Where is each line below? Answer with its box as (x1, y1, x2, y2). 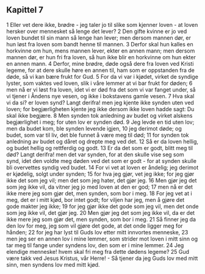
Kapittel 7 (6, 5, 44, 15)
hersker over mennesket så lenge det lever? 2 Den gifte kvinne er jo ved (6, 27, 187, 35)
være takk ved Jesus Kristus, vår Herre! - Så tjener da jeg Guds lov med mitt (6, 254, 198, 262)
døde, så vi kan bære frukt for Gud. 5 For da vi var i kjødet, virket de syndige (6, 73, 198, 80)
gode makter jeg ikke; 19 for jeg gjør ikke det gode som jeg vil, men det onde (6, 203, 199, 210)
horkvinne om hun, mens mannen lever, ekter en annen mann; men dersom (6, 47, 195, 54)
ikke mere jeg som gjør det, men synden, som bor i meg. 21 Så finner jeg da (6, 215, 196, 223)
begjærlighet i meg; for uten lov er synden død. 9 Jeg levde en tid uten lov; (6, 118, 195, 126)
